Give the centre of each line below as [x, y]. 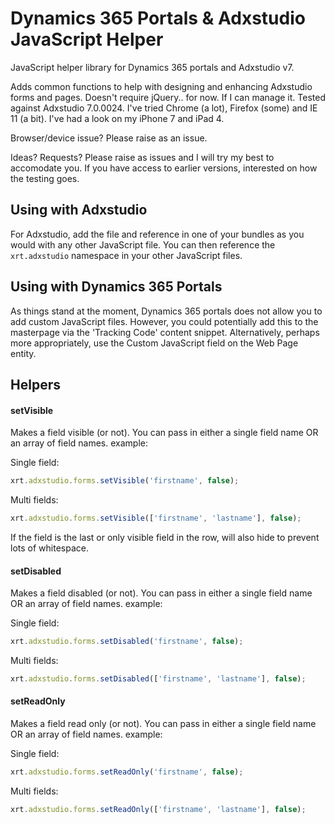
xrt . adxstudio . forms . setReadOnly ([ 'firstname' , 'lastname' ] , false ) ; [158, 809]
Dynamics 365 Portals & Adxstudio [158, 18]
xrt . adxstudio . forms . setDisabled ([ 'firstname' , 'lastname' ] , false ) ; [158, 678]
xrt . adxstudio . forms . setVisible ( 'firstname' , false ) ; [125, 481]
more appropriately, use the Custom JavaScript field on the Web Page [154, 343]
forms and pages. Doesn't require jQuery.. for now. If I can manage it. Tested [168, 97]
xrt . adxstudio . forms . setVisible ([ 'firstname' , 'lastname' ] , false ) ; [156, 518]
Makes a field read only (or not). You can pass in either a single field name [163, 724]
